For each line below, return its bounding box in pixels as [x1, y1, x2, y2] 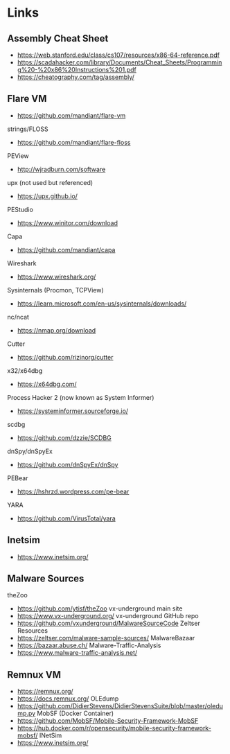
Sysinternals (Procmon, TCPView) [7, 286, 104, 294]
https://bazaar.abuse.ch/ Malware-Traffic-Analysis [17, 641, 161, 649]
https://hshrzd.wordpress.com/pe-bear [17, 487, 130, 496]
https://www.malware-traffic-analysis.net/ [17, 649, 138, 657]
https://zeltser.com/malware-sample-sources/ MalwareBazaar [17, 634, 195, 642]
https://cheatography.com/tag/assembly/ [17, 73, 135, 81]
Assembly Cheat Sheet [7, 33, 109, 44]
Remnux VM [7, 669, 61, 681]
